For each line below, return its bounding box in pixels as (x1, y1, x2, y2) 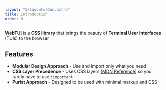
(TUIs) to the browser (5, 35, 49, 41)
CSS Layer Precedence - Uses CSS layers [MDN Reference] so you (12, 68, 152, 75)
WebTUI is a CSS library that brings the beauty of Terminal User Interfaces (5, 30, 161, 36)
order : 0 (5, 16, 23, 21)
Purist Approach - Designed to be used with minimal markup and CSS (12, 79, 157, 85)
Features (5, 50, 33, 58)
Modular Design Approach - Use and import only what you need (12, 63, 146, 69)
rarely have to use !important (12, 74, 73, 80)
